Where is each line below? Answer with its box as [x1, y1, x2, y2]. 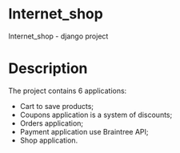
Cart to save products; [19, 101, 94, 111]
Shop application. [19, 135, 78, 145]
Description [8, 59, 88, 78]
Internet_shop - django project [8, 31, 109, 41]
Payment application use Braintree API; [19, 127, 150, 136]
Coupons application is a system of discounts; [19, 110, 173, 119]
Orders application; [19, 118, 84, 128]
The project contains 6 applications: [8, 86, 127, 95]
